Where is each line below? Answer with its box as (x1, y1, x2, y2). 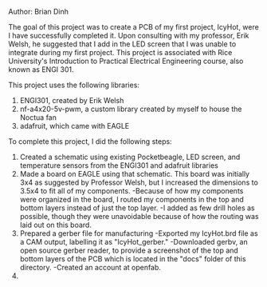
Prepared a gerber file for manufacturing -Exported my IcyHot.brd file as (19, 229, 258, 238)
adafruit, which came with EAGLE (19, 122, 130, 130)
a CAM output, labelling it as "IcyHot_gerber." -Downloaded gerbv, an (19, 237, 249, 246)
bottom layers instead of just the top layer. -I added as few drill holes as (19, 203, 255, 213)
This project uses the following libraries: (8, 80, 139, 90)
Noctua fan (19, 113, 57, 122)
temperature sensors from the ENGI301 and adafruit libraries (19, 161, 219, 170)
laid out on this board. (19, 220, 92, 229)
